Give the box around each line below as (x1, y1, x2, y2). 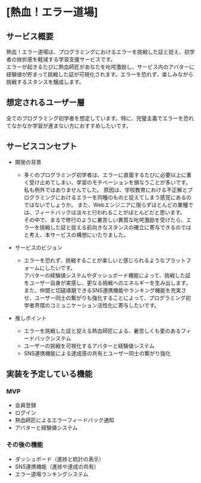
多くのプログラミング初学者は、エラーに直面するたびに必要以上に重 (23, 171, 192, 178)
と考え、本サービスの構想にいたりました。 (23, 231, 129, 238)
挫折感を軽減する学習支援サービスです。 (16, 56, 116, 63)
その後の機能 (6, 440, 44, 449)
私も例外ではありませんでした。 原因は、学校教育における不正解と (23, 186, 188, 193)
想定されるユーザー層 (6, 97, 85, 108)
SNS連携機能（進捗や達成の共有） (14, 463, 100, 470)
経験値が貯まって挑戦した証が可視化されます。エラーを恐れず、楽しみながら (6, 71, 194, 78)
